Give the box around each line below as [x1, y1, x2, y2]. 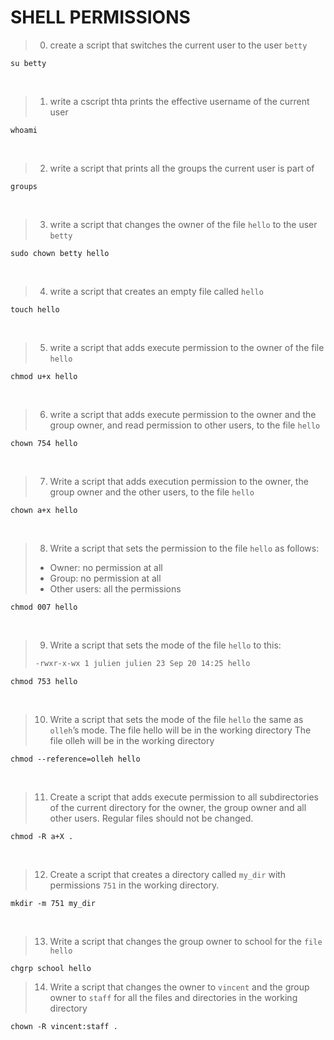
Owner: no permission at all [49, 561, 163, 573]
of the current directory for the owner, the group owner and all [49, 801, 307, 813]
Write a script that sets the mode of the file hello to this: [49, 639, 282, 651]
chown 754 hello [10, 438, 78, 448]
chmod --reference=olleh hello [10, 754, 141, 764]
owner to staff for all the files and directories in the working [49, 991, 298, 1003]
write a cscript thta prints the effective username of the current [49, 95, 310, 107]
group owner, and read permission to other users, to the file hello [49, 419, 321, 431]
